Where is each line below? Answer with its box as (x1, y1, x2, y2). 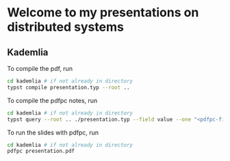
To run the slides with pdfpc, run (7, 128, 99, 136)
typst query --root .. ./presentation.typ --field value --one (7, 116, 192, 123)
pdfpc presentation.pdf (7, 148, 75, 155)
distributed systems (7, 19, 125, 35)
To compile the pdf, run (7, 65, 73, 72)
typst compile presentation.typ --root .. (7, 84, 130, 91)
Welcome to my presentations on (7, 5, 199, 20)
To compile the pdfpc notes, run (7, 96, 98, 104)
